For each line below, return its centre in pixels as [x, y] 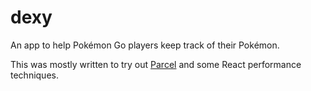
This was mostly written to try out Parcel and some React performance [156, 64]
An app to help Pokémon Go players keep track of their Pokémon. [145, 45]
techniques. [34, 75]
